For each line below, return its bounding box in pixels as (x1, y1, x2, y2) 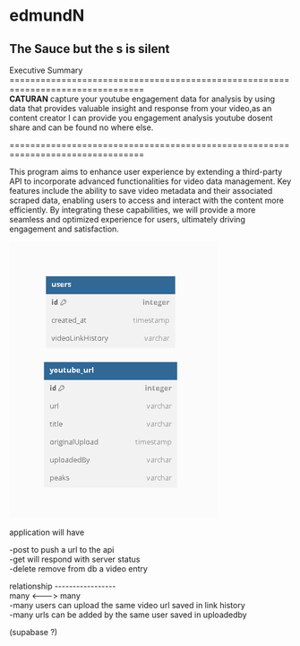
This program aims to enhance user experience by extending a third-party (9, 167, 283, 177)
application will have (9, 527, 85, 537)
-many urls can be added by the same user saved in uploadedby (9, 609, 248, 620)
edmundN (9, 5, 85, 26)
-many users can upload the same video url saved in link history (9, 600, 246, 610)
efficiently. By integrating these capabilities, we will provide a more (9, 205, 256, 215)
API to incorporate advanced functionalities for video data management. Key (9, 176, 292, 187)
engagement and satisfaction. (9, 223, 119, 234)
